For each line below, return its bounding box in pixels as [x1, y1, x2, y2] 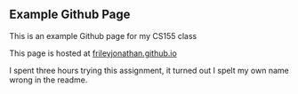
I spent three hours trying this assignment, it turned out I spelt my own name [9, 65, 289, 75]
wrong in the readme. [9, 74, 88, 85]
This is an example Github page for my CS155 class [9, 30, 197, 41]
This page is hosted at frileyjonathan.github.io [9, 48, 178, 59]
